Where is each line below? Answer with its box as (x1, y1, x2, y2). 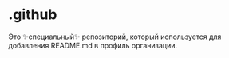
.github (8, 6, 57, 24)
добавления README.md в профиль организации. (8, 41, 178, 50)
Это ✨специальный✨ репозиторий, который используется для (8, 32, 222, 41)
